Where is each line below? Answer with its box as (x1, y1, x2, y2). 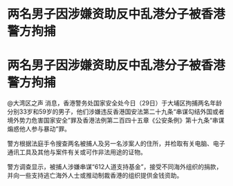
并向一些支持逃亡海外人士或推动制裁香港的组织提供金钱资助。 (7, 172, 183, 180)
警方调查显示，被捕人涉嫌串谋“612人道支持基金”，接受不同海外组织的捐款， (7, 163, 223, 171)
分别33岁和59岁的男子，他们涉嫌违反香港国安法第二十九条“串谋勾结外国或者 (7, 107, 225, 116)
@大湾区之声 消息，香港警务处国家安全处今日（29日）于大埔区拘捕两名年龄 (7, 99, 223, 107)
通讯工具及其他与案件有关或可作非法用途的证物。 (7, 148, 147, 156)
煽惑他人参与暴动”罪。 (7, 125, 71, 133)
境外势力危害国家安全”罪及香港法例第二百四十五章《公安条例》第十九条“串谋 (7, 116, 225, 125)
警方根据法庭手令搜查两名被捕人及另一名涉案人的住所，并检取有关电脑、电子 (7, 139, 225, 148)
